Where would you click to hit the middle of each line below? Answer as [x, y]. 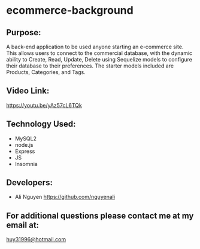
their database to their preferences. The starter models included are [90, 66]
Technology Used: [41, 124]
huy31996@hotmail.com [36, 239]
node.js [24, 145]
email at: [23, 225]
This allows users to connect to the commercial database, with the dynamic [99, 53]
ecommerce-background [70, 10]
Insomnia [26, 164]
